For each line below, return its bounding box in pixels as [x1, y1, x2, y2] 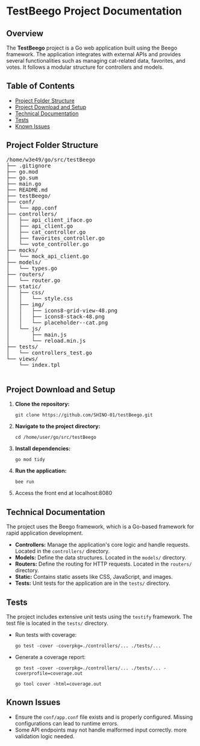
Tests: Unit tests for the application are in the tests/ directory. [14, 579, 170, 587]
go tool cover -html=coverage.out [14, 681, 102, 687]
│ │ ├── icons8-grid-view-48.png [6, 307, 118, 314]
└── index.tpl [19, 361, 61, 368]
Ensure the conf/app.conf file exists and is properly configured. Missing [14, 713, 193, 721]
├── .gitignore [6, 162, 51, 169]
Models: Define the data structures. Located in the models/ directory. [14, 554, 187, 561]
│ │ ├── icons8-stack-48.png [6, 313, 105, 320]
